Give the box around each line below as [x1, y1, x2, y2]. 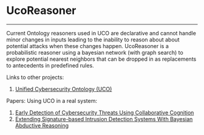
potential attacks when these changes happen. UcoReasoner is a [6, 42, 169, 49]
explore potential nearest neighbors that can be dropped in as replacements [6, 55, 197, 63]
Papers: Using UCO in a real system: [6, 97, 97, 104]
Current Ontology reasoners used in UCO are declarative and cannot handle [6, 29, 196, 36]
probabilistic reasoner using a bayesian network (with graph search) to [6, 49, 183, 56]
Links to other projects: [6, 74, 64, 81]
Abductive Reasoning [15, 122, 69, 129]
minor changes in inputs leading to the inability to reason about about [6, 36, 180, 43]
